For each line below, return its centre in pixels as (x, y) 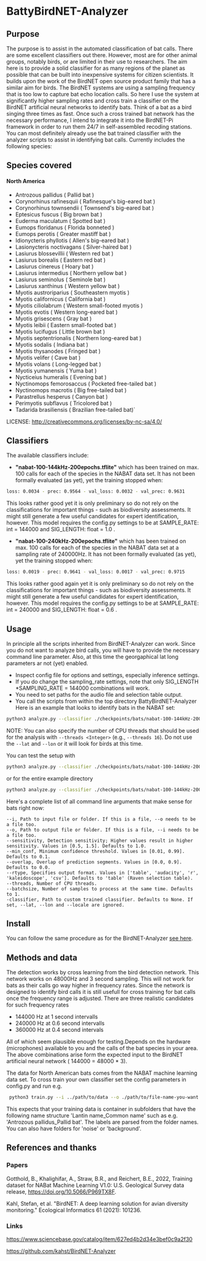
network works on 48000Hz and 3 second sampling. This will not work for (100, 979)
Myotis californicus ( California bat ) (60, 299)
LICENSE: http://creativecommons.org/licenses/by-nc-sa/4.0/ (84, 422)
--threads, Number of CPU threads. (52, 884)
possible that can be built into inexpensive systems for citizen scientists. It (100, 74)
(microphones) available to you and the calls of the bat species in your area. (102, 1048)
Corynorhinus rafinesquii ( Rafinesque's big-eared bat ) (85, 201)
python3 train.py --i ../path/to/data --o (64, 1097)
